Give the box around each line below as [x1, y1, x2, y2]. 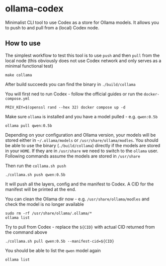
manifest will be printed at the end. [5, 186, 76, 192]
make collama [5, 73, 32, 78]
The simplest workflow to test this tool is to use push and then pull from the [5, 52, 160, 58]
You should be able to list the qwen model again [5, 247, 101, 254]
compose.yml [5, 96, 30, 101]
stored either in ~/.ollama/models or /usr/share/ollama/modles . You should [5, 137, 159, 143]
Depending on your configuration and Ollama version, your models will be [5, 132, 156, 138]
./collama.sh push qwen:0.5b [5, 172, 66, 177]
